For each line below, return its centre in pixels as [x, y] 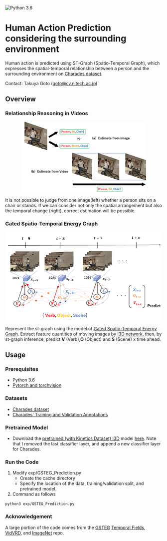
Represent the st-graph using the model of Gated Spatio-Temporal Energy [81, 328]
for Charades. [26, 449]
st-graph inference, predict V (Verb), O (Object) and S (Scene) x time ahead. [83, 339]
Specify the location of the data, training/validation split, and [82, 483]
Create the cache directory [48, 478]
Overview [21, 99]
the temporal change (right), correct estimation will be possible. [71, 211]
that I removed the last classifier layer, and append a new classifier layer [86, 443]
